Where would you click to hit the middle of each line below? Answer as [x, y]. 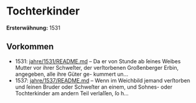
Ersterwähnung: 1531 [33, 28]
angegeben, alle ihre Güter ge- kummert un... [72, 74]
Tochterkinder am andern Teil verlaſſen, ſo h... [72, 93]
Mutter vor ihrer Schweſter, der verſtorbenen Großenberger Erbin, [97, 67]
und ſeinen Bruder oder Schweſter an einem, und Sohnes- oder [94, 87]
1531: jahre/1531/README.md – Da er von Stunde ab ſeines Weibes [98, 61]
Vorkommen [30, 47]
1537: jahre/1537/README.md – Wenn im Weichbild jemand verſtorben [103, 80]
